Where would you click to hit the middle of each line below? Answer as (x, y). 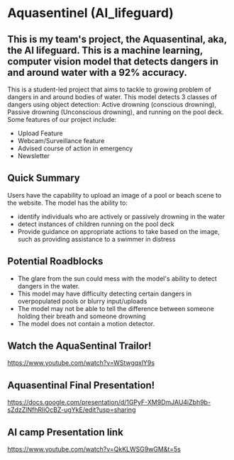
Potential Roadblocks (55, 261)
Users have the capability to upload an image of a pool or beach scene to (115, 195)
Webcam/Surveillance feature (61, 141)
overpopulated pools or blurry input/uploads (82, 301)
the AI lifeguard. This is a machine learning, (105, 50)
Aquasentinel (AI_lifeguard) (90, 13)
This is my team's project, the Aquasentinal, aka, (117, 39)
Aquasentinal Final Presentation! (81, 385)
